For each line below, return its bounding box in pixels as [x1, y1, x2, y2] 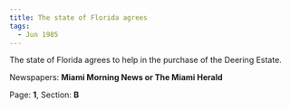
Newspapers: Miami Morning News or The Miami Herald [9, 72, 224, 83]
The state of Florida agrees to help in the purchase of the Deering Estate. [9, 55, 283, 66]
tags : [9, 22, 30, 31]
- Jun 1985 [17, 30, 59, 39]
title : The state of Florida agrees [9, 13, 148, 23]
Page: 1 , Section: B [9, 89, 80, 100]
